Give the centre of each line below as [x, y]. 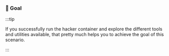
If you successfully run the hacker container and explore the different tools [84, 29]
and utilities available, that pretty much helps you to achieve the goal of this [85, 35]
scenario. [15, 40]
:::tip [10, 19]
